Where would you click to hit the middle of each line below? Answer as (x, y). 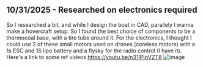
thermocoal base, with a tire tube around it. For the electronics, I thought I (99, 37)
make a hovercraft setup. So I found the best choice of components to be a (101, 31)
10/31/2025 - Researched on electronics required (102, 10)
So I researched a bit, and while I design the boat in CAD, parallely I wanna (100, 24)
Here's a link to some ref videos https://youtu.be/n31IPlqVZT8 (84, 57)
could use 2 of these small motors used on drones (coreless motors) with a (101, 44)
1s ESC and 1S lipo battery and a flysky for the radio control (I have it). (94, 51)
